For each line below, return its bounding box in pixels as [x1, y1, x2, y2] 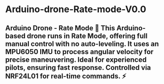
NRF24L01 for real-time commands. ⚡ [5, 72, 126, 80]
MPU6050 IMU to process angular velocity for [5, 47, 154, 56]
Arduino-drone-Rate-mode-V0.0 [5, 4, 146, 15]
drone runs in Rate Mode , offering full [27, 31, 148, 40]
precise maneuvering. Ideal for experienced [5, 55, 147, 64]
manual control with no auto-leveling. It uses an [5, 39, 159, 48]
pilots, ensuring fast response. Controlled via [5, 63, 151, 72]
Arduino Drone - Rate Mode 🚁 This [5, 24, 115, 32]
